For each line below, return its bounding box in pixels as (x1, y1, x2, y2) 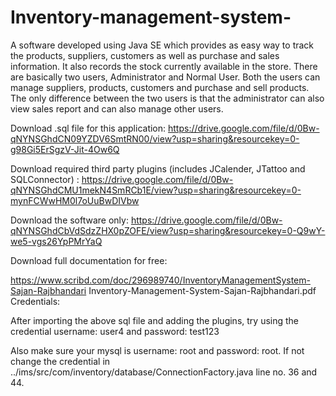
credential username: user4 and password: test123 (10, 325, 220, 337)
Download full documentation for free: (10, 254, 168, 266)
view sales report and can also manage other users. (10, 102, 224, 115)
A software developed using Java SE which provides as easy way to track (10, 39, 315, 51)
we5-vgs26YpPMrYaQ (10, 235, 103, 247)
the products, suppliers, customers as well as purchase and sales (10, 49, 280, 61)
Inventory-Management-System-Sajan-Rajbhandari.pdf (88, 284, 317, 296)
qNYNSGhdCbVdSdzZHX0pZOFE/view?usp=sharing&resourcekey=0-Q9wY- (10, 224, 326, 236)
